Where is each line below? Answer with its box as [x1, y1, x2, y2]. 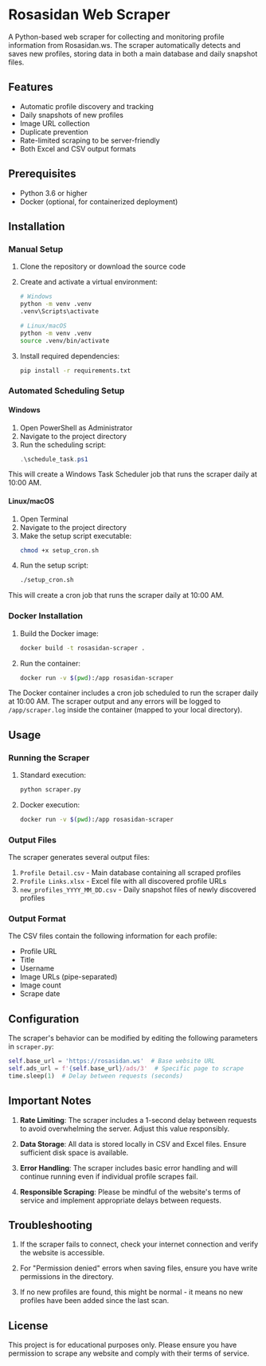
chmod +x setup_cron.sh [19, 546, 100, 555]
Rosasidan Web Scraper [8, 6, 170, 24]
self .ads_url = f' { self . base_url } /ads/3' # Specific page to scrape [8, 1065, 244, 1073]
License [8, 1319, 49, 1333]
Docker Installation [8, 610, 84, 622]
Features [8, 80, 53, 94]
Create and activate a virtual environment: [19, 277, 158, 287]
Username [19, 964, 54, 973]
